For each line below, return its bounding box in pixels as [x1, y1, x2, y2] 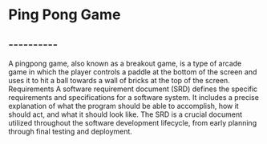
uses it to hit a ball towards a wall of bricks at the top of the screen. [8, 76, 230, 85]
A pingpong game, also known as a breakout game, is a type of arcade [8, 58, 242, 68]
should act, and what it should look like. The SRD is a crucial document [8, 110, 243, 119]
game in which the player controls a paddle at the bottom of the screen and [8, 67, 257, 77]
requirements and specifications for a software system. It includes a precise [8, 93, 259, 102]
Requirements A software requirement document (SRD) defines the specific [8, 84, 258, 94]
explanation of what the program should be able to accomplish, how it [8, 102, 239, 110]
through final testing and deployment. [8, 126, 132, 136]
